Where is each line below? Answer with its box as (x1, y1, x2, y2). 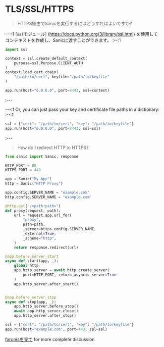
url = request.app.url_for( (14, 213, 72, 218)
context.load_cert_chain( (5, 70, 58, 75)
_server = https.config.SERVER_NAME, (23, 227, 97, 232)
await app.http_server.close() (14, 308, 79, 314)
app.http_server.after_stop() (14, 313, 77, 318)
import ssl (5, 47, 28, 52)
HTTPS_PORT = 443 (5, 167, 41, 173)
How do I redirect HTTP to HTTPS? (17, 145, 89, 150)
